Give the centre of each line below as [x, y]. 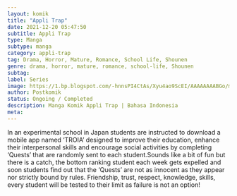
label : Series [28, 79]
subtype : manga [30, 47]
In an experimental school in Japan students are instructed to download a [114, 132]
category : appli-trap [39, 54]
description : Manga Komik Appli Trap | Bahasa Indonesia [93, 106]
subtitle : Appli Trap [39, 33]
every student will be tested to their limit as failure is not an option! [104, 185]
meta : [15, 112]
